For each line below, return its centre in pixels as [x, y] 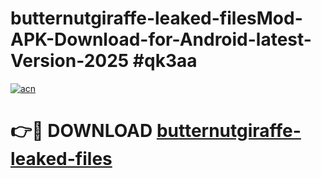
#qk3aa [165, 61]
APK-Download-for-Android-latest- [161, 39]
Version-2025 [70, 61]
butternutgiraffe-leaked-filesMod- [156, 18]
